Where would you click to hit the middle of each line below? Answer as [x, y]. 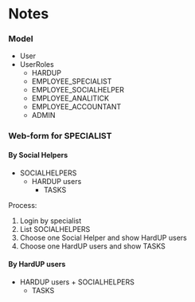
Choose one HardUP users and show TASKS [92, 246]
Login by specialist [51, 221]
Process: [23, 205]
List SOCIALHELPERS [55, 229]
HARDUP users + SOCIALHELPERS [77, 282]
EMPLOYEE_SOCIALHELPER [78, 90]
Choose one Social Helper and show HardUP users [103, 237]
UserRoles [37, 65]
